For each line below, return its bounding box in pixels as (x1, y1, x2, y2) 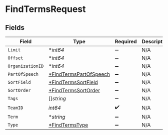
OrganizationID (7, 63, 44, 69)
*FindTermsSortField (48, 79, 98, 86)
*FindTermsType (48, 122, 88, 128)
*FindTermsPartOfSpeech (48, 71, 110, 78)
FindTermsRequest (5, 3, 86, 15)
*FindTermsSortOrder (48, 87, 100, 94)
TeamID (7, 105, 23, 111)
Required (114, 38, 137, 45)
